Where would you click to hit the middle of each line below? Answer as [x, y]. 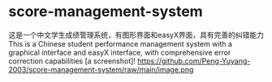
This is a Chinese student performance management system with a [121, 43]
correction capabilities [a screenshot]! [72, 61]
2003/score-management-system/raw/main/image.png [101, 69]
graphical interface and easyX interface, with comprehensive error [120, 52]
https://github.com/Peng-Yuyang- [194, 61]
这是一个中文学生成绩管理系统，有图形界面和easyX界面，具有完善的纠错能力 [136, 35]
